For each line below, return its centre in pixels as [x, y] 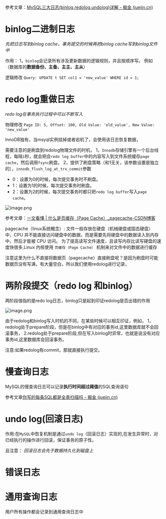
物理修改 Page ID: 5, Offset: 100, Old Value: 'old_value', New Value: [80, 124]
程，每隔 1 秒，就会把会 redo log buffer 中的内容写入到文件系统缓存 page [77, 156]
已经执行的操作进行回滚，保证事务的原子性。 [51, 440]
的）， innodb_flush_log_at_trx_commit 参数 [48, 168]
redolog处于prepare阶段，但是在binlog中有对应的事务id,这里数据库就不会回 [82, 327]
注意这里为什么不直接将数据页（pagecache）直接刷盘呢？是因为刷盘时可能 [82, 258]
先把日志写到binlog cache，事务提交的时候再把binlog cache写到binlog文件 [81, 44]
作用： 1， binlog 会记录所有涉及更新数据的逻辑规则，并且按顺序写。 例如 [79, 61]
